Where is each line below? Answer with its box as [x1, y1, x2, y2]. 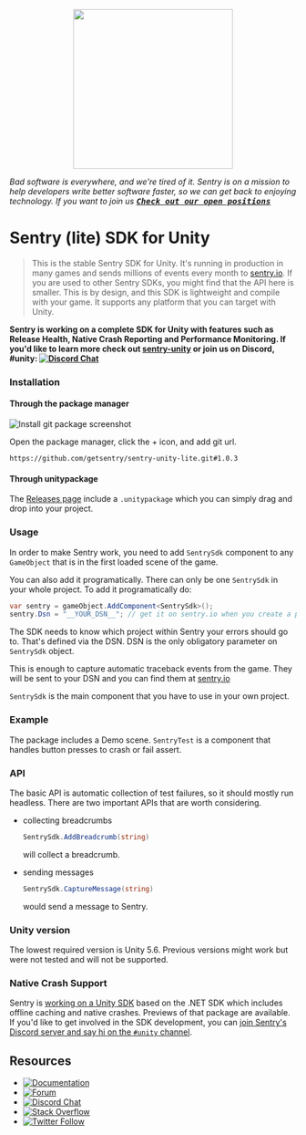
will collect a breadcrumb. [22, 849, 120, 859]
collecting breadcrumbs [22, 815, 113, 826]
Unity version [9, 923, 71, 936]
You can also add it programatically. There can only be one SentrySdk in [9, 574, 279, 585]
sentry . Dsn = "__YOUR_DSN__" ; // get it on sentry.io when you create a [9, 609, 291, 620]
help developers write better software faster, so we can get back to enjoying [9, 186, 297, 196]
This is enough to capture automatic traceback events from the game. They [9, 663, 293, 674]
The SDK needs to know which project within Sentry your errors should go [9, 626, 289, 638]
